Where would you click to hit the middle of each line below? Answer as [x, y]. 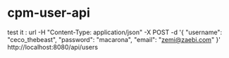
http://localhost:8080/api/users [53, 47]
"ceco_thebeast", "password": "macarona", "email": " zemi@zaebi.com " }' [114, 39]
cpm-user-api [49, 13]
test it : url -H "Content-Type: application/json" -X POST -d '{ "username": [115, 32]
